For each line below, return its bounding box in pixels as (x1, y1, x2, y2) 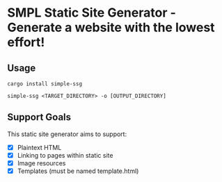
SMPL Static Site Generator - (7, 5, 176, 21)
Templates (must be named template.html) (17, 167, 139, 175)
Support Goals (7, 111, 72, 123)
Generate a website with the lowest (7, 19, 215, 35)
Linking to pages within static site (17, 151, 113, 159)
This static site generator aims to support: (7, 130, 127, 138)
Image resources (17, 158, 66, 167)
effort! (7, 35, 45, 50)
